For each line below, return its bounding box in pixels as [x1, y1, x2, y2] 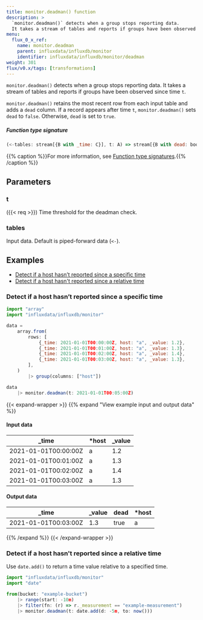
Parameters [6, 177, 51, 187]
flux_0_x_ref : [11, 37, 47, 43]
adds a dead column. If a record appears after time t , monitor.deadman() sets [6, 106, 196, 114]
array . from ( [17, 328, 47, 334]
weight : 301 [6, 59, 36, 65]
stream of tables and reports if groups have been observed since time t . [6, 88, 186, 96]
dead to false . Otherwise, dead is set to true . [6, 113, 116, 120]
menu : [6, 31, 20, 38]
